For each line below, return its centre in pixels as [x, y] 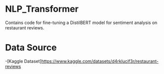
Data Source [31, 48]
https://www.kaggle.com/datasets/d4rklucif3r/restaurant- [100, 61]
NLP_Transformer [42, 9]
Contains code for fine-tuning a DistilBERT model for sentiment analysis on [81, 23]
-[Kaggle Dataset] [23, 61]
